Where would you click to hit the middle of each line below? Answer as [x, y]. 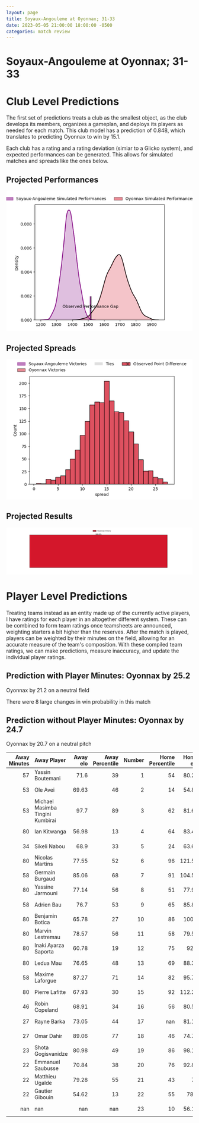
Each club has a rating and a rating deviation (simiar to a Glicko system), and [99, 148]
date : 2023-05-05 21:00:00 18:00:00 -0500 [59, 25]
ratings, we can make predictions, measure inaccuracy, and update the [93, 651]
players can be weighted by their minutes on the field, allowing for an [90, 638]
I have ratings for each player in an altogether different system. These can [97, 619]
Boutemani [48, 779]
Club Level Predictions [63, 101]
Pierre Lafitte [50, 992]
